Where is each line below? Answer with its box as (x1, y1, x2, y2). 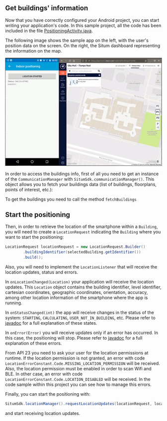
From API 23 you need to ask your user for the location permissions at (5, 350, 149, 356)
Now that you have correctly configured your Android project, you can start (5, 17, 160, 23)
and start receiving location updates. (5, 410, 81, 416)
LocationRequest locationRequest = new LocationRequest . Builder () (5, 244, 146, 250)
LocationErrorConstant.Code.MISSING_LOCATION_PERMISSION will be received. (5, 360, 160, 366)
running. (5, 300, 22, 306)
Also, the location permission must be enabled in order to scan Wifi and (5, 366, 152, 372)
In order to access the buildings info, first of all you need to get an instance (5, 171, 159, 177)
